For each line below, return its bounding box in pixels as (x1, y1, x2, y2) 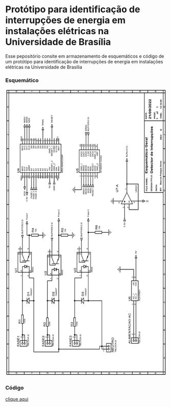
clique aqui (5, 396, 29, 402)
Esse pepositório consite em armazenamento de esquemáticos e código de (5, 53, 165, 59)
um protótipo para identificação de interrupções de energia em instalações (5, 58, 163, 64)
